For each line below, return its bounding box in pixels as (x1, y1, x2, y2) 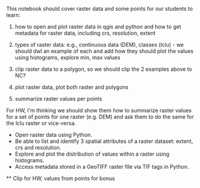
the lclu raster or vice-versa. (6, 120, 77, 127)
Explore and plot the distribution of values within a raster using (14, 150, 169, 157)
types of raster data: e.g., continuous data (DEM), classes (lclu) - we (14, 41, 184, 48)
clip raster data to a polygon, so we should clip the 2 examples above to (14, 65, 193, 73)
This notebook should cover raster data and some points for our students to (6, 5, 193, 12)
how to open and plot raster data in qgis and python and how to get (14, 23, 181, 30)
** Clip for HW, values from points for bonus (6, 175, 115, 182)
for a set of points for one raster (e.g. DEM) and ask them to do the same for (6, 114, 194, 120)
